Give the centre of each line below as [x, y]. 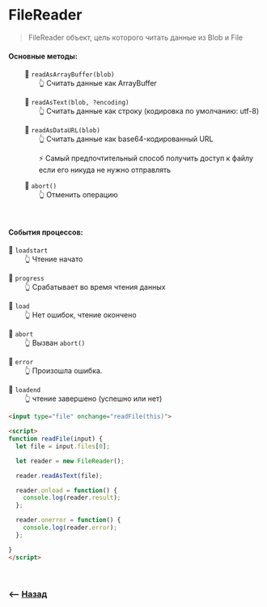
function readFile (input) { [56, 439]
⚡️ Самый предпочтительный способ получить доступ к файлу [146, 158]
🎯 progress [26, 278]
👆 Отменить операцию [78, 195]
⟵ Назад [28, 594]
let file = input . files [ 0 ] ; [63, 446]
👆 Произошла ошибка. [63, 371]
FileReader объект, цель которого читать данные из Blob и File [136, 37]
